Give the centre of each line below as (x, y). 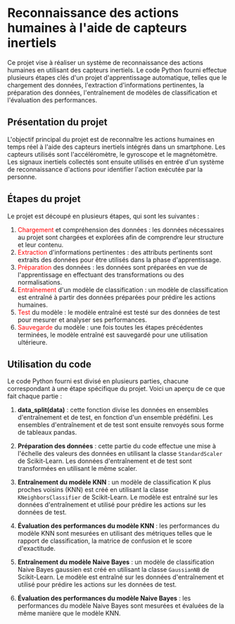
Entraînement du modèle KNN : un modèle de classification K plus (114, 482)
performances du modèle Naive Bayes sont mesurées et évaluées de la (121, 606)
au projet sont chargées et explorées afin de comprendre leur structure (120, 237)
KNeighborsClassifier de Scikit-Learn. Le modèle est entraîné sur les (118, 497)
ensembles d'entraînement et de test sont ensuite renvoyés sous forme (121, 425)
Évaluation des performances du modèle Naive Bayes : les (104, 599)
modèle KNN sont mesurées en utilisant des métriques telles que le (115, 534)
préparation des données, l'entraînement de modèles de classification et (112, 92)
